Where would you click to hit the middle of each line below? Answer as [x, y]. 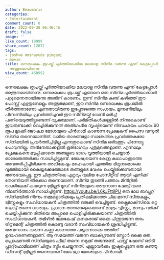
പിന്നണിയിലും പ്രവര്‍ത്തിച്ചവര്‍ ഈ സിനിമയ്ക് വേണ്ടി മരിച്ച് [61, 114]
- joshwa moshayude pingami [34, 55]
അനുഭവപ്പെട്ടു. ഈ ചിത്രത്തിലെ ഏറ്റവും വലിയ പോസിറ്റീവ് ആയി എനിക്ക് [77, 175]
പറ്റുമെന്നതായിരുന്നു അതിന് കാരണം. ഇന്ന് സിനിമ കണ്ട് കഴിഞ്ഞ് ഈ [75, 98]
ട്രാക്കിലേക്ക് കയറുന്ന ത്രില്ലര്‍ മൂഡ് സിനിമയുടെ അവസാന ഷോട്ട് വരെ [73, 185]
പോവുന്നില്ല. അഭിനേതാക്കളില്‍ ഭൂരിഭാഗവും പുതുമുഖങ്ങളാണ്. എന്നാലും [73, 147]
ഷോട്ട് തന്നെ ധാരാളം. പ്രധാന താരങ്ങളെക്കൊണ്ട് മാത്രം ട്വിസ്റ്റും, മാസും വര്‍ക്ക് [82, 207]
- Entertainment [22, 19]
